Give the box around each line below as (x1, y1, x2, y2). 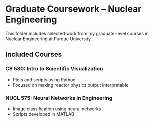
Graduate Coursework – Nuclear (5, 3, 142, 15)
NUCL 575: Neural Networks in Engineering (5, 94, 113, 101)
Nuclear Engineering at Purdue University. (5, 36, 92, 42)
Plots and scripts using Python (12, 76, 76, 83)
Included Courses (5, 50, 62, 59)
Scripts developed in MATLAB (12, 111, 74, 117)
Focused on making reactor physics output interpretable (12, 82, 129, 88)
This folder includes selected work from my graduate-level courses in (5, 30, 149, 36)
